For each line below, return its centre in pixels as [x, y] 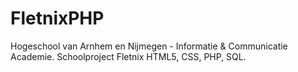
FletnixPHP [57, 18]
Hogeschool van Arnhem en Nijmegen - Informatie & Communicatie [149, 46]
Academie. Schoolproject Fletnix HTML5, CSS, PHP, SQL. [128, 56]
